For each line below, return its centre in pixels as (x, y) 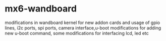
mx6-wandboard (41, 9)
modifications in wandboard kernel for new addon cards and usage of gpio (82, 22)
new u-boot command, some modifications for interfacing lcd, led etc (77, 33)
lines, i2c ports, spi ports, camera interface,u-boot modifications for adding (83, 27)
